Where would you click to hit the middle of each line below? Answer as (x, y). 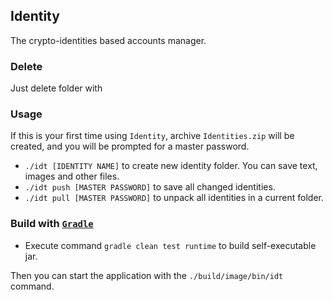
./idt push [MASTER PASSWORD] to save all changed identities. (150, 187)
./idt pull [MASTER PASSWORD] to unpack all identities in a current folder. (174, 198)
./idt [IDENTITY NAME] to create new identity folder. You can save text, (171, 166)
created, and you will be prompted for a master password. (130, 146)
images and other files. (72, 176)
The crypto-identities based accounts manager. (108, 40)
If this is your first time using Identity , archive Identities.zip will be (152, 136)
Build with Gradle (52, 224)
